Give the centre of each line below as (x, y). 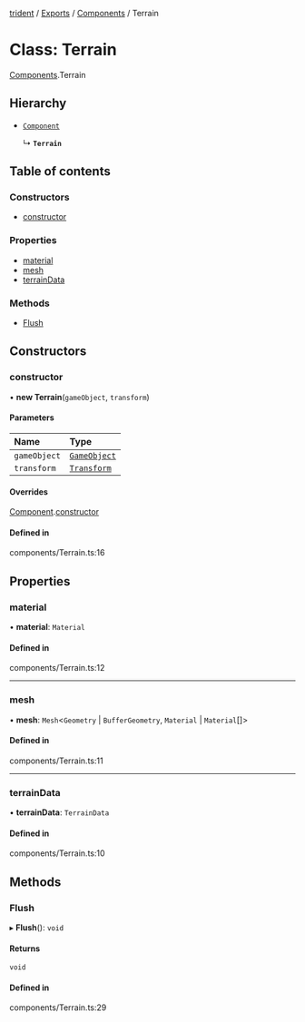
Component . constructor (54, 512)
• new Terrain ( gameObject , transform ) (79, 397)
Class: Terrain (63, 50)
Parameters (32, 418)
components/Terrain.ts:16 (57, 553)
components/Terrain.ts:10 (58, 853)
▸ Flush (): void (37, 927)
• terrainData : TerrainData (59, 812)
